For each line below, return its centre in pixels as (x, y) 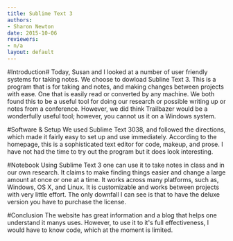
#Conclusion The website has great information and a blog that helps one (112, 215)
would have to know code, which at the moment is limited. (90, 230)
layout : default (31, 53)
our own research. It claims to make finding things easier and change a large (116, 172)
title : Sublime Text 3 (40, 14)
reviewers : (23, 39)
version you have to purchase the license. (67, 202)
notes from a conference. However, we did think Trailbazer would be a (107, 109)
